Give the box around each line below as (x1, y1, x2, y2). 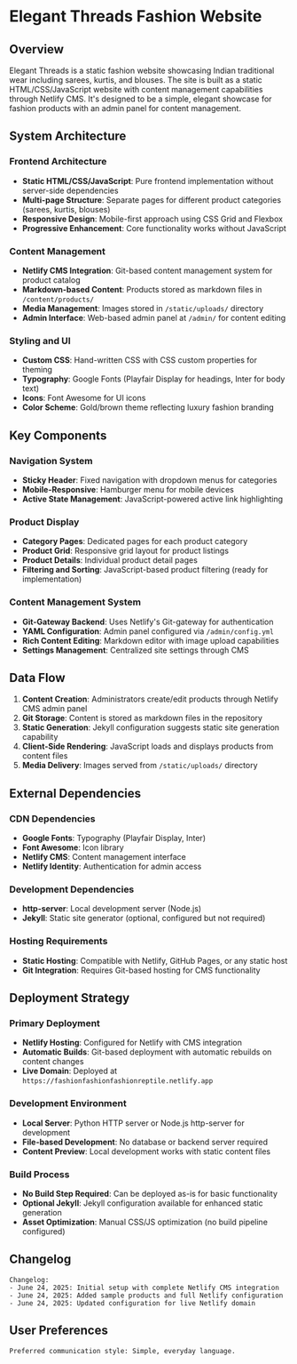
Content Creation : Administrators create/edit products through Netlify (21, 694, 279, 704)
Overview (9, 42, 65, 57)
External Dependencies (9, 785, 142, 801)
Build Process (9, 1167, 70, 1180)
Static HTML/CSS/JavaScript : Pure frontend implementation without (21, 175, 274, 186)
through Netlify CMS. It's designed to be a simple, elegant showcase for (9, 93, 272, 104)
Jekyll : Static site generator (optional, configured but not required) (21, 913, 266, 924)
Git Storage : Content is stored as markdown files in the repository (21, 713, 263, 724)
